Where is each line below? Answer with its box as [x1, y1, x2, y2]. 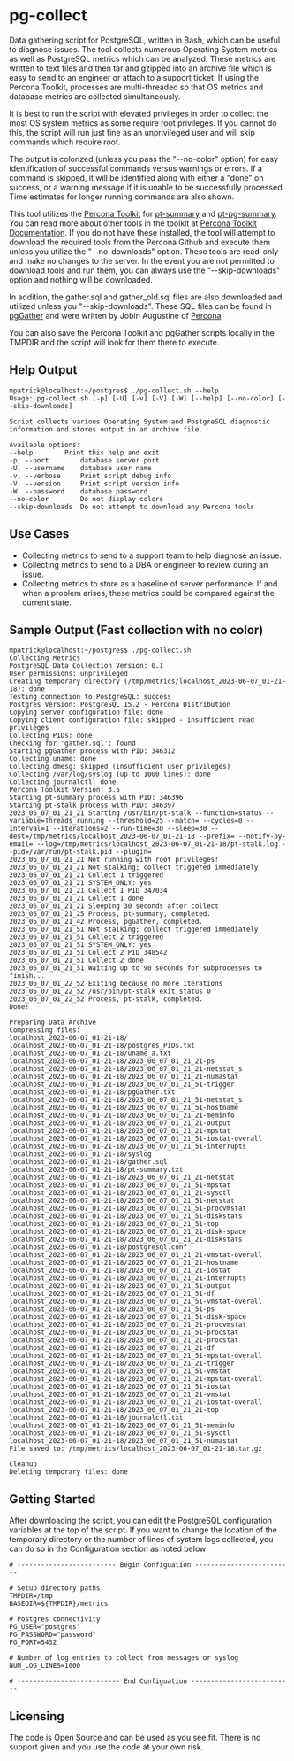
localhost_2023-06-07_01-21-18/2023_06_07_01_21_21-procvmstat [9, 1321, 247, 1330]
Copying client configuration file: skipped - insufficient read [9, 716, 254, 725]
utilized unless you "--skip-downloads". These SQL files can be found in [9, 300, 272, 311]
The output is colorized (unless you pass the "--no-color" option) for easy [9, 153, 279, 164]
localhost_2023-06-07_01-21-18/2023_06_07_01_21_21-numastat [9, 1073, 239, 1082]
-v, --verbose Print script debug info [9, 471, 172, 480]
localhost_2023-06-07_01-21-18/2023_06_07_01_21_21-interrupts [9, 1274, 247, 1283]
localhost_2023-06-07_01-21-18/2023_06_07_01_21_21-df [9, 1344, 215, 1353]
